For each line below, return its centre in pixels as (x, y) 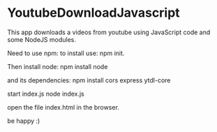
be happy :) (24, 121)
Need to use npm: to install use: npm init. (66, 53)
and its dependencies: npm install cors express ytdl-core (89, 80)
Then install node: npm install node (58, 66)
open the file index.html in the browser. (63, 107)
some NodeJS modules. (42, 39)
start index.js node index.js (46, 94)
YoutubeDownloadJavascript (93, 13)
